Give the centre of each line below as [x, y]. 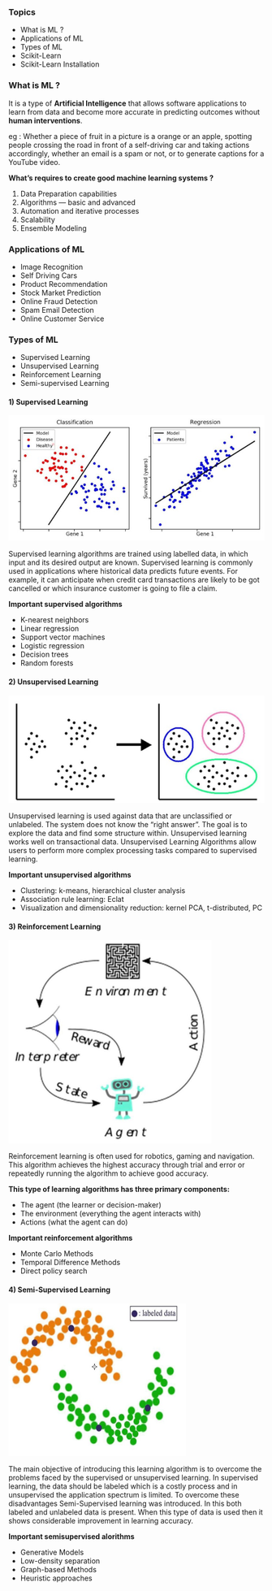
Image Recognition [52, 267]
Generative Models [52, 1552]
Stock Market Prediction [60, 293]
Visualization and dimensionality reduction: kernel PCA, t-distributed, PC [141, 908]
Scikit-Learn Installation [60, 64]
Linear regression [50, 629]
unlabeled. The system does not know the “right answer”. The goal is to [128, 825]
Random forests [47, 663]
